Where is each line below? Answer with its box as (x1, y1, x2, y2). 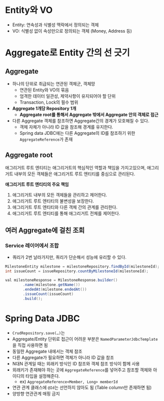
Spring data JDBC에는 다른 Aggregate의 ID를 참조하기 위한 (19, 130, 135, 136)
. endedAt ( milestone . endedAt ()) (23, 287, 87, 292)
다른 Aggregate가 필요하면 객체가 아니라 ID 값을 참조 (12, 354, 114, 361)
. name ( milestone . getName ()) (23, 282, 80, 287)
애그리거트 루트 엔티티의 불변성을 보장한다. (12, 198, 95, 204)
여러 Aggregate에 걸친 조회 (5, 226, 85, 235)
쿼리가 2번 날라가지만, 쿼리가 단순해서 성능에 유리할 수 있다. (12, 254, 127, 260)
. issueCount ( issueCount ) (23, 291, 74, 296)
